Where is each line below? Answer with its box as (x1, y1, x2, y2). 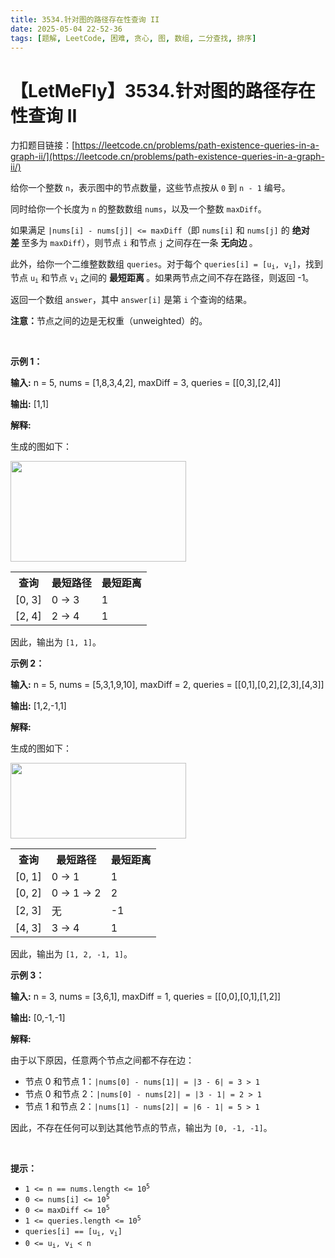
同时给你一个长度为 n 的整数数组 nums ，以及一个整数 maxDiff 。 (10, 203, 267, 215)
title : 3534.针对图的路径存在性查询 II (10, 14, 160, 25)
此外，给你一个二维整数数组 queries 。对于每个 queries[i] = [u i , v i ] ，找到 (10, 258, 323, 271)
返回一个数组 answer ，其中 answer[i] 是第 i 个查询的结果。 (10, 294, 253, 306)
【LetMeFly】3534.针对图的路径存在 (10, 79, 316, 102)
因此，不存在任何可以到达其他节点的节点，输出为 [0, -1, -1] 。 (10, 1122, 273, 1134)
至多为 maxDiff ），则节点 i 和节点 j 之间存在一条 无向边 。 (21, 237, 258, 249)
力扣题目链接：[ (10, 139, 76, 151)
